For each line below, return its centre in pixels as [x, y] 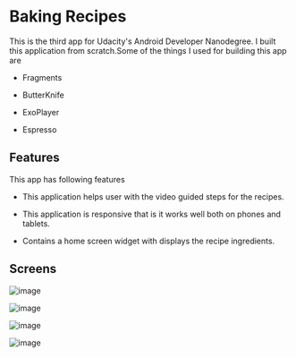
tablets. [36, 223]
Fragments [42, 77]
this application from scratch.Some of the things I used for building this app [148, 50]
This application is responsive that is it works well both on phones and [152, 214]
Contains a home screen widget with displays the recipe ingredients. [148, 241]
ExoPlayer [41, 112]
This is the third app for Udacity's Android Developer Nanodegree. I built [143, 41]
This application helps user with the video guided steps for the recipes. [153, 196]
